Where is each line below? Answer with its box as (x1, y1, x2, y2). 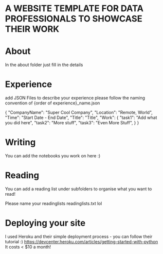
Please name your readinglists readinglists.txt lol (5, 200, 102, 206)
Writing (5, 137, 36, 148)
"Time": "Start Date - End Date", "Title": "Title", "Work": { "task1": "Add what (5, 115, 157, 120)
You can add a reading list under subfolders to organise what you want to (5, 186, 152, 192)
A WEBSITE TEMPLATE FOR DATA (5, 3, 144, 14)
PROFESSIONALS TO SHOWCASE (5, 13, 143, 24)
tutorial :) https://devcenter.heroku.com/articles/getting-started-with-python (5, 238, 158, 244)
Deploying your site (5, 218, 86, 229)
